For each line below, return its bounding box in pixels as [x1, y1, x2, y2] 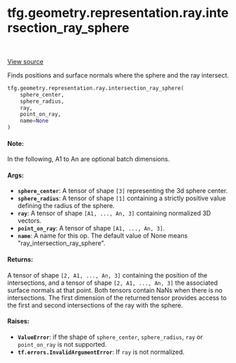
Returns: [7, 255, 34, 264]
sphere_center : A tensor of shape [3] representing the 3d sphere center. [17, 187, 228, 195]
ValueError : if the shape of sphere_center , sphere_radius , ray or [17, 333, 203, 341]
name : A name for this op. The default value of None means [17, 231, 188, 240]
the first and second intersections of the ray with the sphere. [7, 301, 183, 309]
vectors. [17, 216, 42, 225]
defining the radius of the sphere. [17, 202, 115, 210]
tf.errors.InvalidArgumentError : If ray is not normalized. [17, 347, 185, 356]
